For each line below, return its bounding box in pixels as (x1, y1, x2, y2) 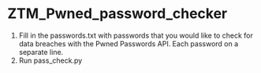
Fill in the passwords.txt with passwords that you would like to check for (18, 31, 253, 40)
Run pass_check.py (18, 56, 83, 65)
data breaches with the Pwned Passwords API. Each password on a (18, 38, 239, 48)
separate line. (18, 47, 64, 57)
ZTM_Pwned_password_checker (7, 5, 228, 23)
